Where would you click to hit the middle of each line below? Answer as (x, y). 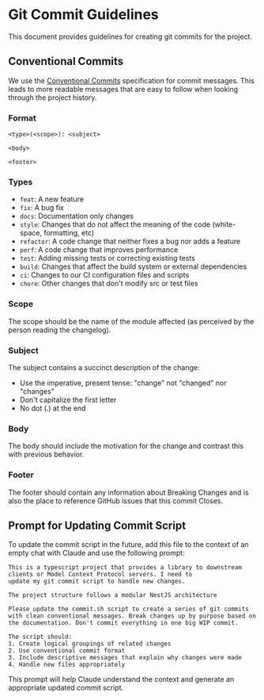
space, (30, 233)
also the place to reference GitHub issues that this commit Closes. (116, 500)
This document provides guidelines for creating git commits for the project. (130, 36)
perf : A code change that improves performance (99, 250)
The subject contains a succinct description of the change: (104, 367)
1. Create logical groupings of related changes (90, 644)
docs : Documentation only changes (77, 216)
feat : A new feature (52, 199)
